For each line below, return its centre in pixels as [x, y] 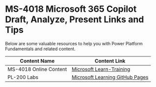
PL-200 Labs [23, 77]
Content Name [37, 61]
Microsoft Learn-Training [101, 69]
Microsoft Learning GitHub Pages [110, 77]
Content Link [110, 61]
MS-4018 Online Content [37, 69]
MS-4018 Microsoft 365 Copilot [71, 9]
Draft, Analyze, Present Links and [75, 19]
